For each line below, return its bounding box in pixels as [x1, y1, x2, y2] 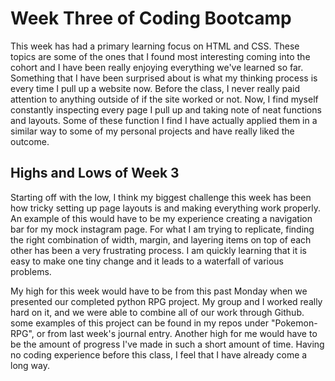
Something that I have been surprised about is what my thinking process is [10, 72, 318, 84]
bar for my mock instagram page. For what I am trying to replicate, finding [10, 223, 315, 235]
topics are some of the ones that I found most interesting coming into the [10, 50, 311, 62]
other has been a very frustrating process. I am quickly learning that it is [10, 244, 307, 256]
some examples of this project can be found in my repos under [10, 317, 269, 329]
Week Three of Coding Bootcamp [10, 7, 292, 30]
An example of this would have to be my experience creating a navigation [10, 212, 313, 224]
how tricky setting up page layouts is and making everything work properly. [10, 202, 321, 214]
